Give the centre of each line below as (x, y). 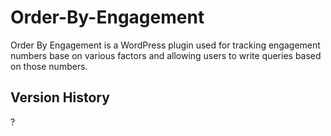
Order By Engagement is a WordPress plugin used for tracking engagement (165, 45)
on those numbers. (49, 66)
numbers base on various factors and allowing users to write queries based (166, 55)
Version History (60, 97)
